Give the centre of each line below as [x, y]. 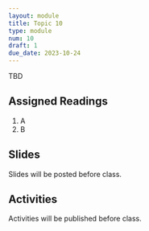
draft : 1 [23, 46]
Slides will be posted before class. [65, 174]
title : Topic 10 [35, 23]
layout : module [34, 16]
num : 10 [21, 38]
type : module [30, 31]
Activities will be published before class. [75, 219]
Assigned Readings [58, 101]
